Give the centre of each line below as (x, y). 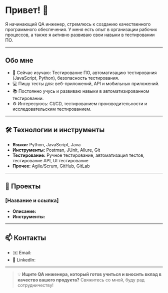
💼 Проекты (23, 186)
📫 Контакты (26, 238)
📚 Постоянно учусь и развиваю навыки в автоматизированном (81, 91)
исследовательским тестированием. (52, 109)
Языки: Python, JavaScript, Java (46, 144)
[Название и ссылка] (32, 200)
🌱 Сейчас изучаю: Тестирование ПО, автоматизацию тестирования (84, 73)
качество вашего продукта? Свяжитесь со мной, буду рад (81, 280)
